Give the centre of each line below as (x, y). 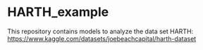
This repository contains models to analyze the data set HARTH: (100, 31)
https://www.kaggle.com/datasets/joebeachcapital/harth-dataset (102, 38)
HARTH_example (58, 12)
